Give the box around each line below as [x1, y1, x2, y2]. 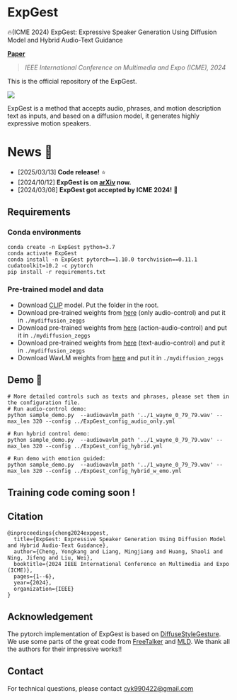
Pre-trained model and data [7, 284, 104, 294]
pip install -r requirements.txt [7, 268, 106, 275]
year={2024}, [13, 579, 52, 586]
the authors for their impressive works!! [7, 645, 122, 653]
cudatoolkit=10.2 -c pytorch [7, 262, 93, 270]
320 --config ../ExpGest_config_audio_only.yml [33, 418, 175, 425]
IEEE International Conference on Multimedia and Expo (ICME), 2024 [24, 63, 226, 72]
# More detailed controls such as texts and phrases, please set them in [7, 393, 230, 400]
